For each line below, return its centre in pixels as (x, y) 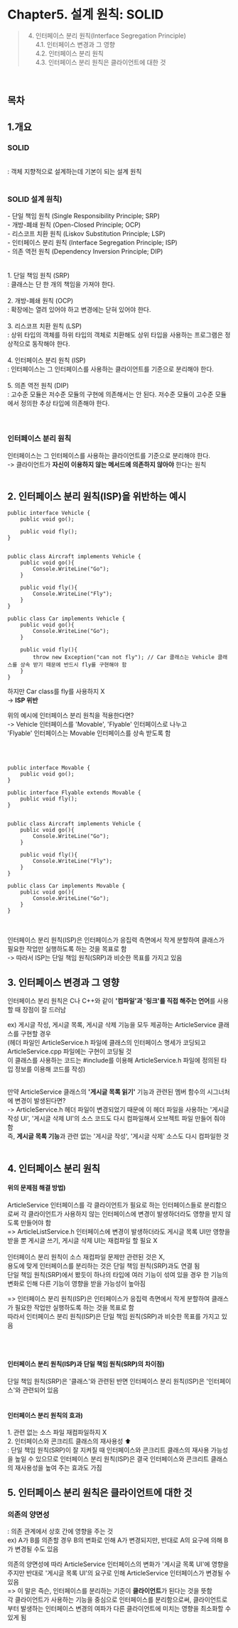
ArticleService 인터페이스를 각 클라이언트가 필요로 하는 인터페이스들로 (105, 1205)
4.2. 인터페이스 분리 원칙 (70, 53)
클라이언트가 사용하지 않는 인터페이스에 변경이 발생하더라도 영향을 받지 (126, 1214)
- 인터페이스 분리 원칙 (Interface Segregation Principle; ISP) (92, 243)
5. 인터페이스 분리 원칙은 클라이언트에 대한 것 (100, 1492)
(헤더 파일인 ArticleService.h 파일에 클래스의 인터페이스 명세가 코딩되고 (107, 1043)
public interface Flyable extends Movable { (74, 793)
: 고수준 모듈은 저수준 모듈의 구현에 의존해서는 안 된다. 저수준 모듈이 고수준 (110, 394)
